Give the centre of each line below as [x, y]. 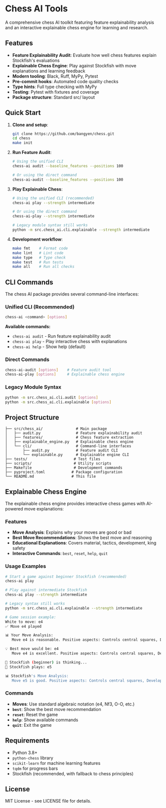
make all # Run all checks [43, 267]
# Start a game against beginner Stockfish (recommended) [66, 577]
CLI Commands [29, 282]
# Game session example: [31, 617]
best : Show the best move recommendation [57, 709]
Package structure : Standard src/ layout [54, 97]
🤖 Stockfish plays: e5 [28, 667]
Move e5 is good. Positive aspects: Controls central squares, [78, 681]
